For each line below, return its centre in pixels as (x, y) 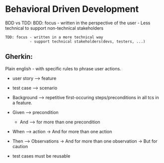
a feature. (22, 103)
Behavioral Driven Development (72, 9)
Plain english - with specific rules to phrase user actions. (63, 68)
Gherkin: (19, 57)
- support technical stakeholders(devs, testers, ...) (87, 41)
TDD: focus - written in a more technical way (54, 37)
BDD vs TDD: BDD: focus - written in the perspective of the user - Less (78, 23)
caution (20, 146)
